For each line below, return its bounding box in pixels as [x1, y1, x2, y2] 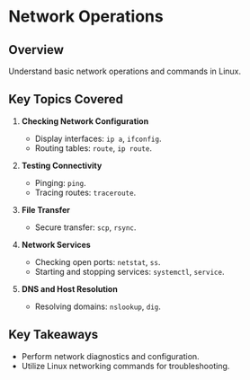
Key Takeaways [8, 327, 99, 342]
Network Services [21, 239, 91, 250]
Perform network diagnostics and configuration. [21, 350, 200, 361]
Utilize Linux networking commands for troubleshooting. [21, 360, 230, 371]
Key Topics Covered [8, 92, 123, 107]
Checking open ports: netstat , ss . [34, 256, 161, 267]
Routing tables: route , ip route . [34, 142, 152, 154]
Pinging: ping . [34, 177, 86, 188]
